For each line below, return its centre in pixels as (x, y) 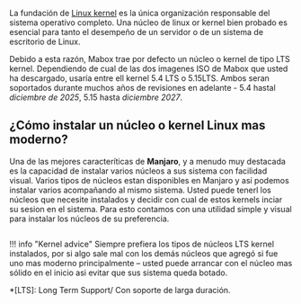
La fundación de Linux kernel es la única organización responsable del (140, 13)
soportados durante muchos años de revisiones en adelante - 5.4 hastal (142, 88)
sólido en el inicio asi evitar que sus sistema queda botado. (119, 273)
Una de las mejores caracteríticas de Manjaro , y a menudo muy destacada (147, 161)
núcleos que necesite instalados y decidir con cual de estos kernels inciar (146, 199)
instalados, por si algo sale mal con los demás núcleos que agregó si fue (144, 253)
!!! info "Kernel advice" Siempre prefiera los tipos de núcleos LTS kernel (142, 244)
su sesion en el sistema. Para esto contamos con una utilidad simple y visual (150, 209)
